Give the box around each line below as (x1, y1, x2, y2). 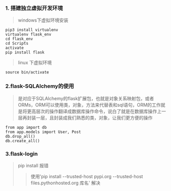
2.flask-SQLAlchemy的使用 (5, 83, 74, 90)
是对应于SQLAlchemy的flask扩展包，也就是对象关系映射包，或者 (17, 95, 155, 101)
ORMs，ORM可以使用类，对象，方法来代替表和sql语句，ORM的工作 (17, 102, 161, 108)
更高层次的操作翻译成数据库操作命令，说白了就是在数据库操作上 (27, 108, 162, 114)
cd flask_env (5, 36, 33, 42)
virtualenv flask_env (5, 32, 52, 37)
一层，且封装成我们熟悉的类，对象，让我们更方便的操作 (35, 114, 153, 121)
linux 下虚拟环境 (17, 60, 52, 66)
